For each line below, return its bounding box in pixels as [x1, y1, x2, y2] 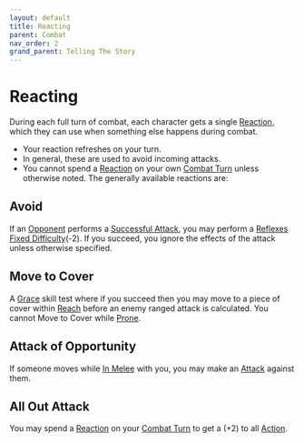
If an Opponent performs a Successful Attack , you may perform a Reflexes [9, 223, 289, 234]
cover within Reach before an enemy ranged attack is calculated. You [9, 302, 270, 314]
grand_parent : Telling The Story [9, 47, 136, 56]
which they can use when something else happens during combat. [9, 126, 259, 137]
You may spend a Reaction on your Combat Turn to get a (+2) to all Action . [9, 423, 289, 434]
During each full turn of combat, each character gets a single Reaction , [9, 116, 275, 127]
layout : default [9, 13, 71, 23]
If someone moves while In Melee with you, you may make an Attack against [9, 363, 295, 374]
